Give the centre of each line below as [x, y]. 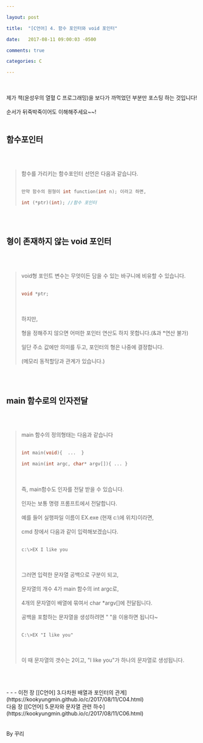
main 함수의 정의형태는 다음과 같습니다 [67, 435]
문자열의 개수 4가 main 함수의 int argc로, [70, 589]
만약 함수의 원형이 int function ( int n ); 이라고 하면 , [84, 192]
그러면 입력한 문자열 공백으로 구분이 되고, [70, 575]
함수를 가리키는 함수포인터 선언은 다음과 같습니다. [80, 173]
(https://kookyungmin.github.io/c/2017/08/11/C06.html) [75, 713]
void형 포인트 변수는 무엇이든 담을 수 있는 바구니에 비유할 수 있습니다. [103, 276]
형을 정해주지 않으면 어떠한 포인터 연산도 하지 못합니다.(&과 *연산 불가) [105, 333]
